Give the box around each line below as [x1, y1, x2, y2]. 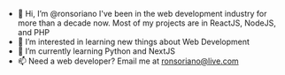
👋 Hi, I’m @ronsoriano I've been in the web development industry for [17, 9, 267, 19]
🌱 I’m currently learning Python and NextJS [17, 46, 175, 56]
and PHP [17, 27, 50, 37]
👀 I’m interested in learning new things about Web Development [17, 36, 250, 47]
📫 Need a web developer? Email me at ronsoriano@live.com [17, 56, 239, 66]
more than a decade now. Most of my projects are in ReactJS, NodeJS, [17, 18, 276, 28]
